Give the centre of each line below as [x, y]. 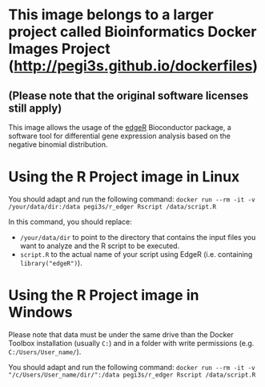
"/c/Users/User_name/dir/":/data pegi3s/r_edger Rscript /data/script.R [132, 375]
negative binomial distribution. [58, 145]
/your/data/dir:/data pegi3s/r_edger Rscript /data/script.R [112, 206]
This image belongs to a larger [111, 15]
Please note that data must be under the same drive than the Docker [121, 334]
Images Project [59, 49]
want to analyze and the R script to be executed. [100, 246]
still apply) [35, 108]
